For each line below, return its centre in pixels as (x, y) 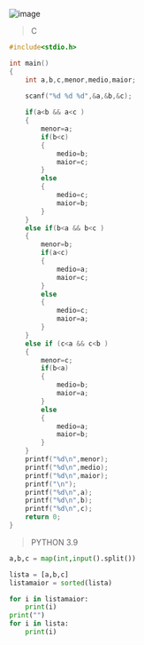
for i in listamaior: (49, 599)
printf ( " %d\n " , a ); (59, 492)
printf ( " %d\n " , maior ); (67, 475)
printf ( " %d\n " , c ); (59, 509)
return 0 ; (43, 517)
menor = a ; (57, 129)
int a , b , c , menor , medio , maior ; (81, 80)
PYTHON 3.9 (54, 542)
